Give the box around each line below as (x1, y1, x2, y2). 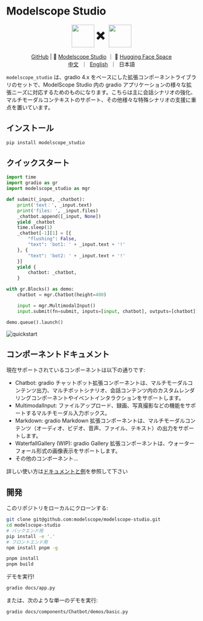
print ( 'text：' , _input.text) (17, 202, 92, 208)
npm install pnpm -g (6, 545, 59, 551)
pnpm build (6, 561, 34, 567)
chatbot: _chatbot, (28, 269, 77, 276)
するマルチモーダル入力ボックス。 (25, 410, 111, 417)
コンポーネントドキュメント (6, 349, 110, 360)
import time (6, 174, 36, 180)
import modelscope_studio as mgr (6, 186, 91, 192)
